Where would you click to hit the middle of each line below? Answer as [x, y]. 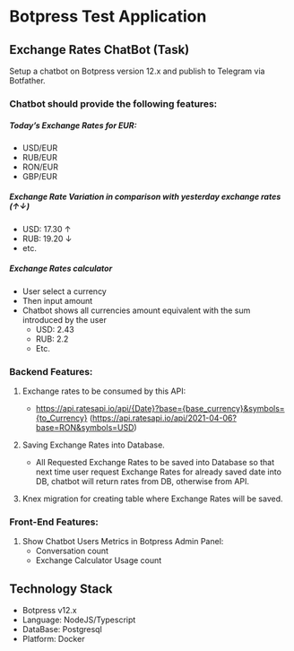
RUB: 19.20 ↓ [47, 239]
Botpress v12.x [50, 611]
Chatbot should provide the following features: [113, 103]
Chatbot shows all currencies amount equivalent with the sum [136, 310]
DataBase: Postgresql [62, 629]
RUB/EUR [40, 157]
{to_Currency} [61, 418]
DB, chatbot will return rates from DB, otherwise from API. [142, 482]
